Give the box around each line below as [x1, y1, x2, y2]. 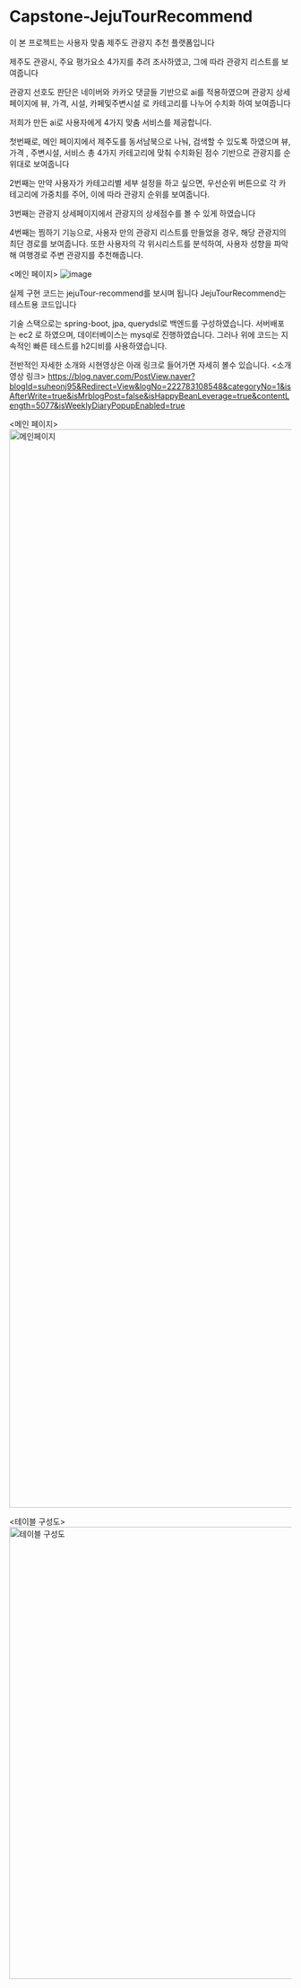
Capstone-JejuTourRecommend [9, 6, 254, 27]
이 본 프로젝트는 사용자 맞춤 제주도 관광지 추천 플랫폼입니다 [9, 37, 215, 48]
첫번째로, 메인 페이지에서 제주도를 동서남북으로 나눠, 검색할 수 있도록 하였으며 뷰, [9, 136, 291, 146]
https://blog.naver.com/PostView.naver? [47, 370, 195, 381]
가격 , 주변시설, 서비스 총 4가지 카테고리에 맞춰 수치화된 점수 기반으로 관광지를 [9, 146, 282, 158]
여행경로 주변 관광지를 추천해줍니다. [18, 249, 143, 260]
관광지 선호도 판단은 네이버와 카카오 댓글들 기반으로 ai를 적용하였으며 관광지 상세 [9, 86, 291, 97]
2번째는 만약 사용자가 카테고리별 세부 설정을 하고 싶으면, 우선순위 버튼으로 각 [9, 177, 277, 188]
